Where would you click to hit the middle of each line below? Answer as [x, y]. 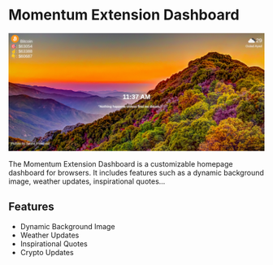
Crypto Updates [47, 252]
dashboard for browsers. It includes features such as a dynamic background [136, 172]
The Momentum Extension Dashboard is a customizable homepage [121, 163]
